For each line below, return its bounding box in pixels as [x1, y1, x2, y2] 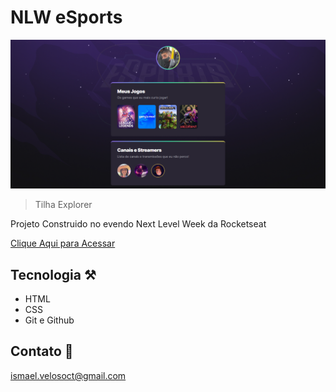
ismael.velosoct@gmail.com [10, 369, 127, 381]
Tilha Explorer [34, 199, 93, 211]
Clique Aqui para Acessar [10, 237, 116, 250]
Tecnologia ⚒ [10, 266, 97, 283]
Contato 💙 [10, 343, 74, 360]
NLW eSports [10, 6, 123, 29]
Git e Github [24, 314, 75, 326]
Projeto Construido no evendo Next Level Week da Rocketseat [10, 218, 267, 230]
